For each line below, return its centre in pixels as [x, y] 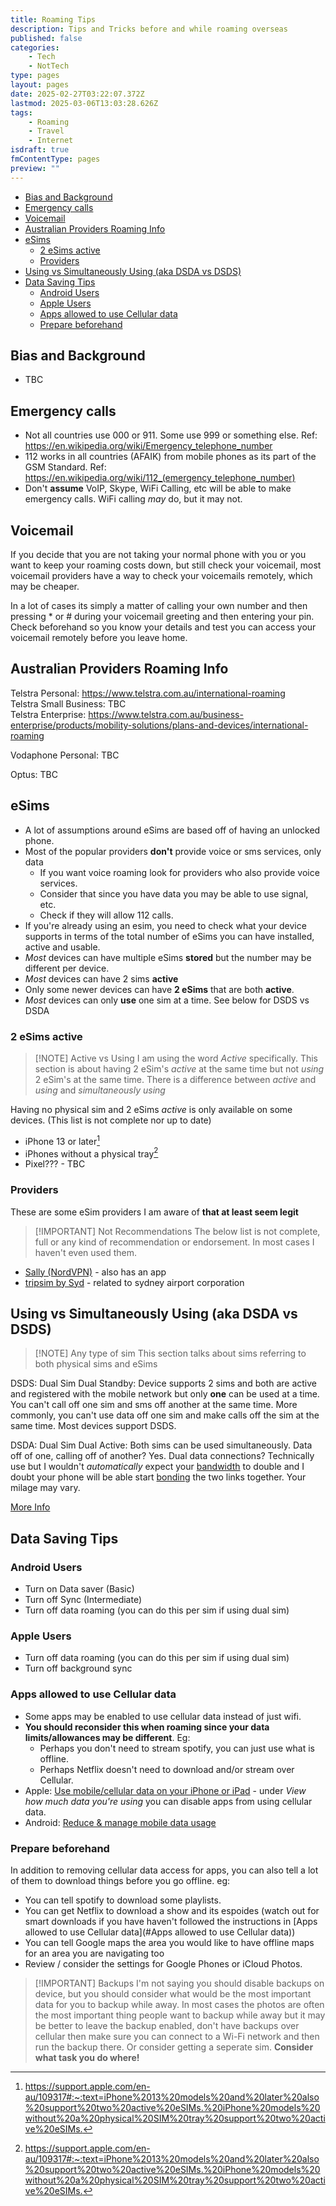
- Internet [51, 141]
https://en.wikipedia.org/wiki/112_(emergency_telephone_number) [160, 478]
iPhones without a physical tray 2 [91, 1153]
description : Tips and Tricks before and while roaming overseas [149, 29]
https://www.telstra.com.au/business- [166, 714]
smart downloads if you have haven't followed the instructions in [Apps [171, 1921]
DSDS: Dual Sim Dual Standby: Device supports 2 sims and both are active [163, 1383]
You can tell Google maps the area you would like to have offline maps [169, 1942]
